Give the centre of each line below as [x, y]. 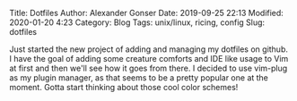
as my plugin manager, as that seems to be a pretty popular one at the [139, 78]
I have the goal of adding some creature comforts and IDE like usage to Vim [149, 59]
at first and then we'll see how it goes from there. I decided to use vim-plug [148, 68]
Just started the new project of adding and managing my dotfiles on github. [149, 49]
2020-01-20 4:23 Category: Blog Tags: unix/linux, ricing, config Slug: [137, 22]
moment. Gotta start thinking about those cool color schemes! [124, 87]
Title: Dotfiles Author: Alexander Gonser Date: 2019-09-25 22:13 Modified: [147, 13]
